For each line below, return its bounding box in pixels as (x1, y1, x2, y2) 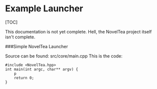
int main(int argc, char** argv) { (5, 67, 78, 72)
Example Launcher (5, 3, 83, 14)
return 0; (14, 75, 35, 80)
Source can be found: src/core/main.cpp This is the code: (5, 53, 122, 59)
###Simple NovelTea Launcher (5, 43, 68, 49)
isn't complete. (5, 34, 36, 40)
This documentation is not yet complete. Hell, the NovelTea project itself (5, 29, 152, 34)
